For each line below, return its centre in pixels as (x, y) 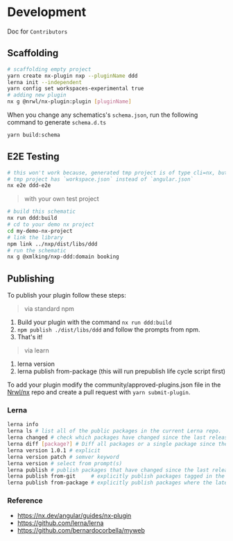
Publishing (31, 278)
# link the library (35, 237)
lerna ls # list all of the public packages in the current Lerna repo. (114, 431)
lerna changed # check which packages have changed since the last (107, 438)
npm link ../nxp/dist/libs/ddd (52, 244)
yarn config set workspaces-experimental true (76, 89)
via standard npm (49, 309)
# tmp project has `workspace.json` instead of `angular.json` (101, 179)
